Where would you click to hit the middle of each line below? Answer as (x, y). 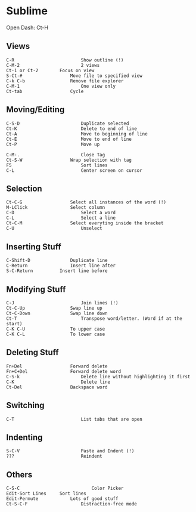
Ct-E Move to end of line (69, 139)
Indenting (24, 438)
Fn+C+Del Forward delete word (63, 371)
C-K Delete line (58, 382)
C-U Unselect (54, 229)
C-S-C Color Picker (65, 488)
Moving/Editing (35, 110)
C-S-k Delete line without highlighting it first (98, 377)
